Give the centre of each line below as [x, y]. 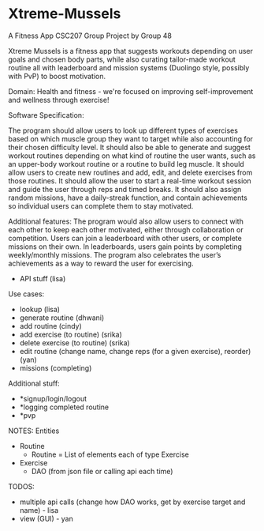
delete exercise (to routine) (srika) [74, 343]
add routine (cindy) [51, 326]
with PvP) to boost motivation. [57, 76]
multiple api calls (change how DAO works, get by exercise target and [132, 502]
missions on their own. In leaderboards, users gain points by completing [125, 247]
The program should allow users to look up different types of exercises [123, 130]
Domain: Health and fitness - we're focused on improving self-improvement [131, 91]
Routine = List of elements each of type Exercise [110, 454]
